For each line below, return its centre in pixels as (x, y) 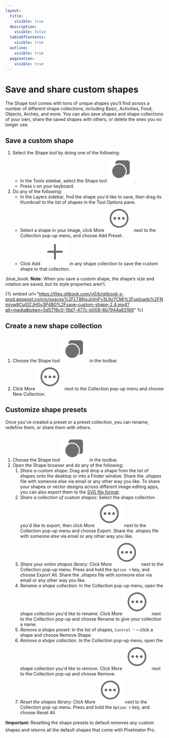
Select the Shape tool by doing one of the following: (66, 153)
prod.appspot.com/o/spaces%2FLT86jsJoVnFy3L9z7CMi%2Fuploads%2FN (84, 299)
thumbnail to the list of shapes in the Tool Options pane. (78, 202)
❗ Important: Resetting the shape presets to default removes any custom (80, 722)
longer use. (17, 125)
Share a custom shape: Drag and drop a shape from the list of (84, 470)
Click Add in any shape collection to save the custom (89, 264)
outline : (19, 48)
